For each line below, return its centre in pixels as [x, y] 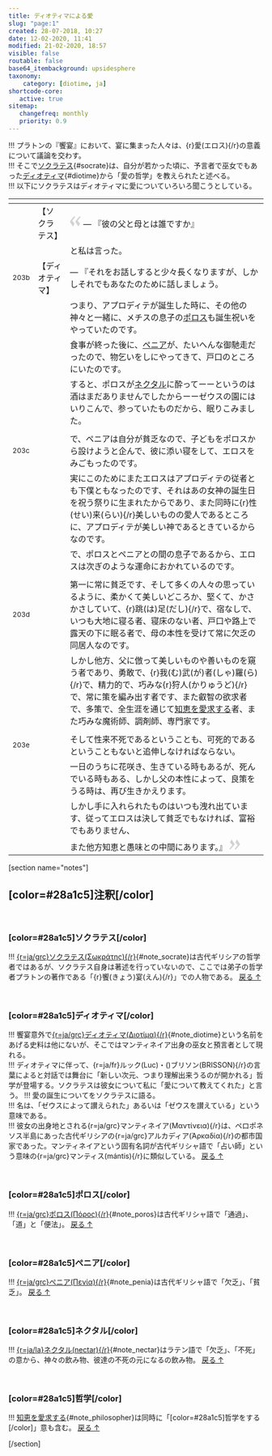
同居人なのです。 [102, 645]
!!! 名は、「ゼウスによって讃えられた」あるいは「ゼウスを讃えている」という [134, 1106]
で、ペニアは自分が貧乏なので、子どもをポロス [159, 439]
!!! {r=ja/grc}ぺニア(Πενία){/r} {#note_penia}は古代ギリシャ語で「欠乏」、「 [131, 1282]
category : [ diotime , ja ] [65, 83]
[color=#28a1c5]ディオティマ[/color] [81, 1015]
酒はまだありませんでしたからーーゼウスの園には [163, 396]
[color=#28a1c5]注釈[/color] [81, 895]
